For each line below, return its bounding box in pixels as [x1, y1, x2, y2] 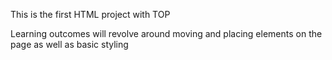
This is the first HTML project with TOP [10, 9, 171, 20]
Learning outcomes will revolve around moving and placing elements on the [10, 28, 323, 39]
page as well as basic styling [10, 39, 129, 50]
